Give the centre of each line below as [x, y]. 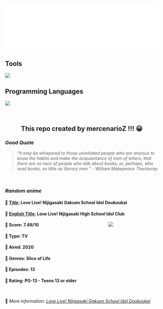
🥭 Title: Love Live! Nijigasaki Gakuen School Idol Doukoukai [66, 202]
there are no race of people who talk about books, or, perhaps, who [85, 164]
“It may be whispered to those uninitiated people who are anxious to [86, 153]
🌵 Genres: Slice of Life [28, 258]
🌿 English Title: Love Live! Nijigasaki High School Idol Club [65, 214]
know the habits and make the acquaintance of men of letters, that [84, 158]
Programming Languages [44, 92]
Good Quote [19, 143]
